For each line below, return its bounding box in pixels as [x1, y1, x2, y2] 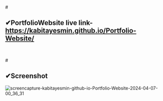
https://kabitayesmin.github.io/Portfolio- [5, 26, 136, 35]
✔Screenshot [5, 72, 48, 80]
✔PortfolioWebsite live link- [5, 18, 93, 27]
